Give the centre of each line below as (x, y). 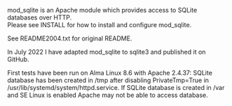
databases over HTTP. (40, 17)
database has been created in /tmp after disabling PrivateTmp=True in (108, 80)
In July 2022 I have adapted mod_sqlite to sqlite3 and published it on (107, 52)
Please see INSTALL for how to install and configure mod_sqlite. (100, 25)
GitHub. (18, 59)
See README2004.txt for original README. (70, 38)
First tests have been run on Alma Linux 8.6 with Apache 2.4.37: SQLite (110, 73)
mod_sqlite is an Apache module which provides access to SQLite (102, 10)
